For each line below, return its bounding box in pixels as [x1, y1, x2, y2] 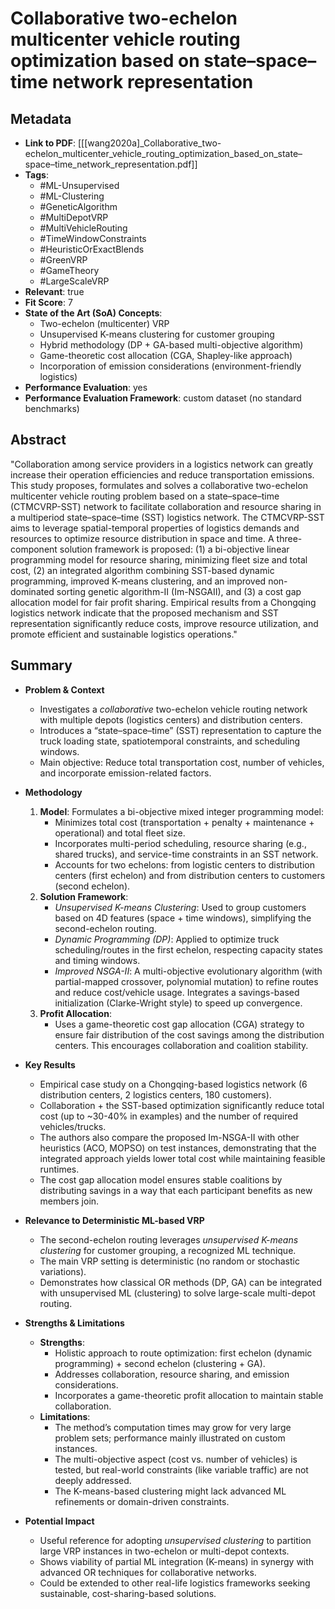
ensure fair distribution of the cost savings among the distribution [54, 1028, 325, 1041]
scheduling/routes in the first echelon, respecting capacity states [54, 943, 323, 956]
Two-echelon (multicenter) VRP [39, 318, 170, 329]
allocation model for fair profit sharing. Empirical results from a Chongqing [10, 596, 317, 608]
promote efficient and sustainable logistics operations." [10, 628, 238, 640]
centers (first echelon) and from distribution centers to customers [54, 869, 326, 881]
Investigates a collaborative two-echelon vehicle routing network [39, 703, 308, 715]
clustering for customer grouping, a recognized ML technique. [39, 1244, 297, 1256]
